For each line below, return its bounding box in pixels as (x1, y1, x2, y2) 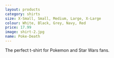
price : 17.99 (5, 25, 32, 30)
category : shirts (5, 12, 40, 16)
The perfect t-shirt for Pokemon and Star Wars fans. (5, 47, 110, 53)
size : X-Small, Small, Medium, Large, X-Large (5, 16, 101, 21)
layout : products (5, 7, 40, 12)
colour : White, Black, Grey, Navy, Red (5, 20, 86, 26)
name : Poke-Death (5, 34, 40, 39)
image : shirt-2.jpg (5, 29, 45, 34)
